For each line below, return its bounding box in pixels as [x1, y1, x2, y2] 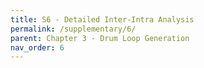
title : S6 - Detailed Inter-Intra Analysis [10, 14, 195, 25]
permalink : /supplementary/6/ [10, 24, 137, 34]
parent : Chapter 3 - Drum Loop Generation [10, 33, 190, 43]
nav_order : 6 [10, 42, 65, 53]
